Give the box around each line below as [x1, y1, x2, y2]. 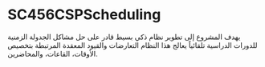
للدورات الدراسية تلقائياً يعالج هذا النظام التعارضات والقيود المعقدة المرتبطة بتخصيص [7, 40, 258, 49]
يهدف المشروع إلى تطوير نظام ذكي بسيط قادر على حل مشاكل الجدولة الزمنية [7, 32, 241, 41]
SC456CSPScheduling [7, 6, 161, 24]
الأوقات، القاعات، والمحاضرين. [7, 49, 98, 58]
